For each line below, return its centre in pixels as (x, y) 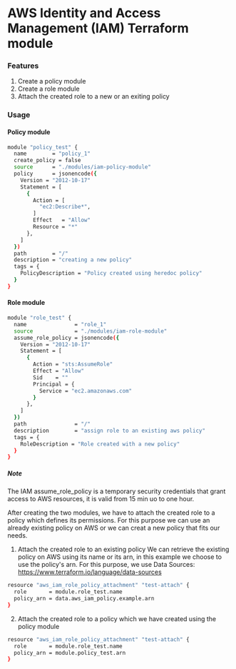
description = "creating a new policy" (73, 260)
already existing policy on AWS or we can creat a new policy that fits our (114, 528)
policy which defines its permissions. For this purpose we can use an (109, 520)
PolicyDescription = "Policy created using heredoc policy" (111, 273)
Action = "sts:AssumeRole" (73, 364)
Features (23, 66)
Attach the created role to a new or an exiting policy (93, 96)
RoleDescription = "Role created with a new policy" (100, 444)
